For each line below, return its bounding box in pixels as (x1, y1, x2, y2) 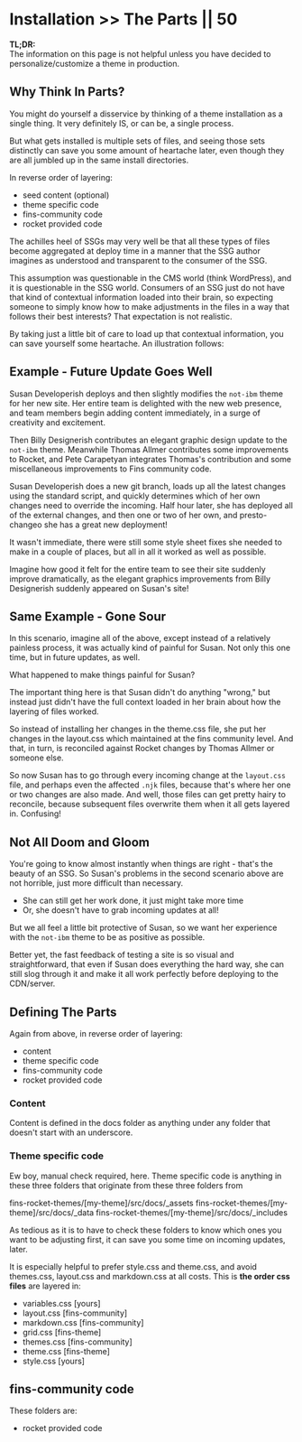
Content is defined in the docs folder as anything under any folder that (9, 1118, 270, 1129)
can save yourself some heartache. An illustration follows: (9, 338, 224, 349)
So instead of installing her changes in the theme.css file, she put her (9, 723, 267, 735)
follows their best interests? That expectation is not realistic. (9, 311, 233, 321)
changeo (9, 519, 42, 530)
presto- (239, 509, 268, 520)
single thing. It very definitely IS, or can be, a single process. (9, 117, 234, 128)
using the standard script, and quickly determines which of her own (9, 490, 261, 501)
